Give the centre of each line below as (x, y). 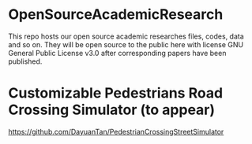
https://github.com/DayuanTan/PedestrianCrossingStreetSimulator (116, 131)
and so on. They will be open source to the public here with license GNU (126, 44)
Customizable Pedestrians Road (116, 93)
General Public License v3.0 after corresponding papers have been (117, 53)
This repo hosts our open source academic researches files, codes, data (126, 36)
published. (25, 61)
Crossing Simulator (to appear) (112, 110)
